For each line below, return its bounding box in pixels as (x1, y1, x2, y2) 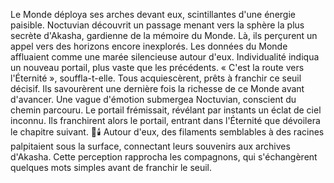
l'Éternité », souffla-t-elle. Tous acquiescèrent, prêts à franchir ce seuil (10, 72, 302, 84)
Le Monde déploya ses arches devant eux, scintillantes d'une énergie (10, 9, 296, 20)
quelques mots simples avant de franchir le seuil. (10, 162, 213, 173)
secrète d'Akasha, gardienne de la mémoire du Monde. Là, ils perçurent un (10, 30, 318, 41)
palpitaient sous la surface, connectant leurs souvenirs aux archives (10, 140, 291, 152)
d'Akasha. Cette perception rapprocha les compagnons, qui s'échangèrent (10, 151, 318, 163)
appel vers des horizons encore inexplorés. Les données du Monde (10, 40, 288, 52)
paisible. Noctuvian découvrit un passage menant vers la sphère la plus (10, 19, 305, 31)
